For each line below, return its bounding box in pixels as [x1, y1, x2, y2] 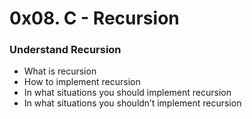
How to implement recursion [23, 76, 141, 88]
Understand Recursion [9, 43, 122, 57]
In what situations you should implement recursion [23, 87, 232, 99]
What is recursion [23, 65, 97, 77]
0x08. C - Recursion [9, 7, 180, 30]
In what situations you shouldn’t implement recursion [23, 97, 242, 109]
